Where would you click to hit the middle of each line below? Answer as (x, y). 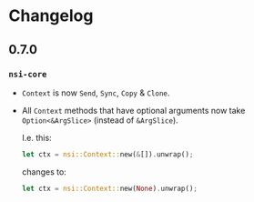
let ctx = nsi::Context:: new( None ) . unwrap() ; (109, 188)
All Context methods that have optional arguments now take (133, 110)
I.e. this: (36, 137)
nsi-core (28, 74)
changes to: (44, 172)
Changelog (51, 16)
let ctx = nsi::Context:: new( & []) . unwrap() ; (107, 154)
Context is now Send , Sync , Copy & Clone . (96, 93)
